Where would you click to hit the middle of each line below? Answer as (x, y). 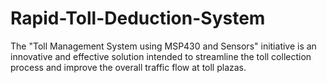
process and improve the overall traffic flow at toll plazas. (128, 67)
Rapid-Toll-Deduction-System (138, 18)
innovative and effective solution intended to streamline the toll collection (161, 56)
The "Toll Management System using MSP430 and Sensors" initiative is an (163, 46)
